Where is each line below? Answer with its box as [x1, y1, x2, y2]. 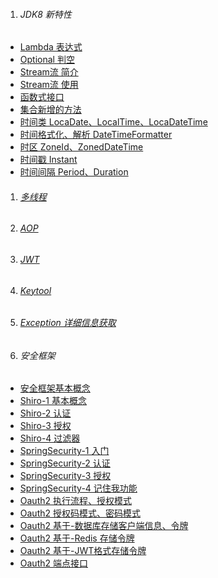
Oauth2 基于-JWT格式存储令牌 [19, 545, 147, 557]
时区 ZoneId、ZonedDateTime [19, 141, 144, 153]
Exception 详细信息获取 [19, 317, 117, 329]
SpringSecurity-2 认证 [19, 457, 111, 469]
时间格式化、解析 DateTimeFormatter [19, 129, 173, 141]
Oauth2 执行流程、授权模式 [19, 495, 132, 507]
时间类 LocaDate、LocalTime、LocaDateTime [19, 116, 208, 128]
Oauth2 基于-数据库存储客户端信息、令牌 [19, 520, 189, 532]
